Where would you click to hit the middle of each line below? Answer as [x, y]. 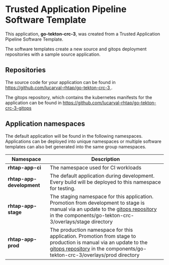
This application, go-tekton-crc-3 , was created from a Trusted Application [83, 34]
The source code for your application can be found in [60, 82]
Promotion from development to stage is [97, 203]
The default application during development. [102, 175]
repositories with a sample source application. [53, 54]
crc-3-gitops [18, 108]
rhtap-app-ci [24, 167]
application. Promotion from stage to [93, 236]
